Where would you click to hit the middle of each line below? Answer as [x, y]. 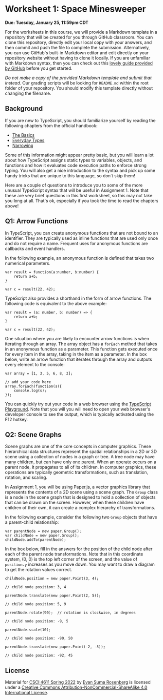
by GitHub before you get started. [39, 68]
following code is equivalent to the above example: [56, 303]
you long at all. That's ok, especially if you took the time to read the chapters [82, 201]
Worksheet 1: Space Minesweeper [75, 9]
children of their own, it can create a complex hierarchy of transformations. [80, 508]
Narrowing [23, 145]
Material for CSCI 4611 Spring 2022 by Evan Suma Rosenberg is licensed [78, 682]
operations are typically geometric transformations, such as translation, [77, 473]
